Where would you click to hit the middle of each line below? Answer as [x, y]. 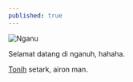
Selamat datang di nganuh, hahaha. [67, 53]
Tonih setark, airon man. [48, 69]
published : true [35, 16]
